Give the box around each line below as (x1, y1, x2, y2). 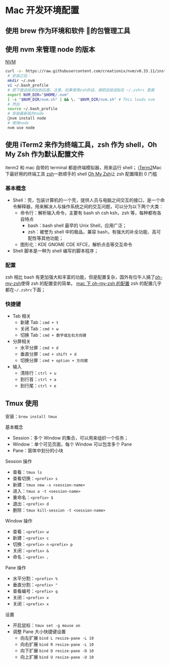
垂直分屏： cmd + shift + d (20, 351, 77, 357)
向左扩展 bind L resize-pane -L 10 (20, 635, 94, 641)
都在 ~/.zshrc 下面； (5, 287, 46, 293)
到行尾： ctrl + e (20, 383, 57, 389)
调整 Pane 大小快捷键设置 (12, 629, 66, 635)
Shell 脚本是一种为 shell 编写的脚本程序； (12, 248, 99, 254)
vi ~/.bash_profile (7, 83, 49, 88)
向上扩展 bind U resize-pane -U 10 (20, 654, 94, 660)
